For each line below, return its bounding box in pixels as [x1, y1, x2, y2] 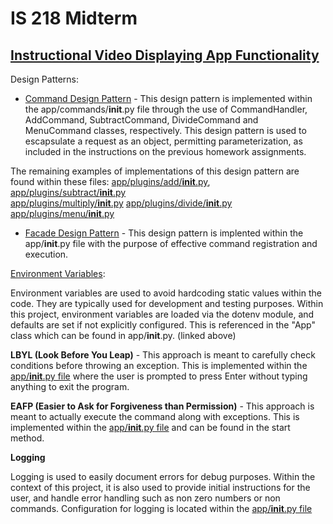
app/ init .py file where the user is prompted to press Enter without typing [10, 370, 308, 382]
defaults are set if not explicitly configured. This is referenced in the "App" [10, 319, 317, 331]
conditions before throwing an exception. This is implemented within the [10, 360, 308, 371]
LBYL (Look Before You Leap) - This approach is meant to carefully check [10, 349, 316, 361]
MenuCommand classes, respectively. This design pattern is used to [24, 125, 307, 136]
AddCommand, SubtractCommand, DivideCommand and [24, 114, 259, 126]
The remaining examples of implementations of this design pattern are [10, 165, 300, 177]
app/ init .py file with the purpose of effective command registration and [24, 238, 318, 249]
